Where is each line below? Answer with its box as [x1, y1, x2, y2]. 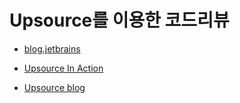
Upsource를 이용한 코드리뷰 [9, 9, 230, 32]
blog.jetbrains [23, 42, 81, 55]
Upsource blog [23, 81, 86, 93]
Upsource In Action [23, 62, 104, 74]
